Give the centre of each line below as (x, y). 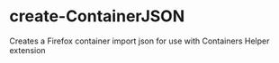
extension (28, 50)
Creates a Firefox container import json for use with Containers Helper (139, 41)
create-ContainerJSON (97, 16)
